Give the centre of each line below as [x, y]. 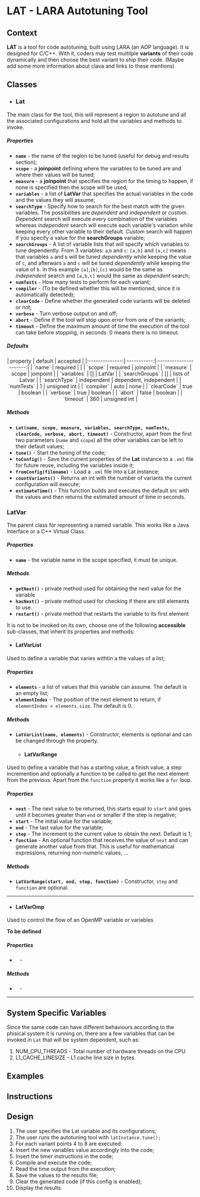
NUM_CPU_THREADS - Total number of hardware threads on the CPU [100, 1052]
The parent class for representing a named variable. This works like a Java [98, 525]
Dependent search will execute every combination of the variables [96, 218]
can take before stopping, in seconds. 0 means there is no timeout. [97, 332]
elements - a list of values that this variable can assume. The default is [101, 687]
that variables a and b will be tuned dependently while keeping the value [103, 256]
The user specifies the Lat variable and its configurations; [86, 1131]
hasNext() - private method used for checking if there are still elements [102, 601]
